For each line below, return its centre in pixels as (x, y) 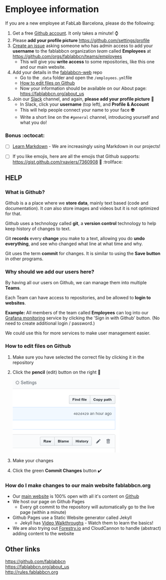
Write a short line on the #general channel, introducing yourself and (89, 117)
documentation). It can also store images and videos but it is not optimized (82, 209)
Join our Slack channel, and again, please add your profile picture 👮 (83, 99)
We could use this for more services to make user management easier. (78, 333)
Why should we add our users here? (50, 272)
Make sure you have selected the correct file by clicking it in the (78, 357)
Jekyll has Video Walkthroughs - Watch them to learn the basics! (86, 523)
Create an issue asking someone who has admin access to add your (83, 46)
